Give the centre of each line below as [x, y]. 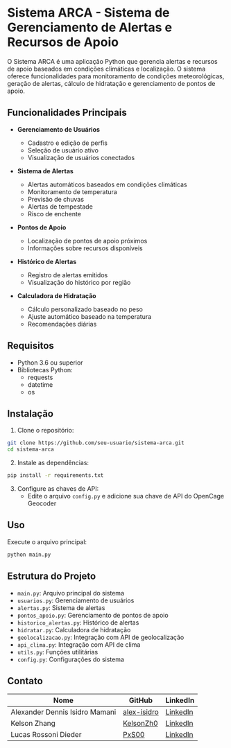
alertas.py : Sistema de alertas [61, 607]
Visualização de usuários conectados [81, 157]
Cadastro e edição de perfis [67, 143]
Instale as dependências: [53, 463]
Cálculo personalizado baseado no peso [85, 309]
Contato [25, 681]
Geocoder [42, 503]
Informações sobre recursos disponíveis [85, 248]
